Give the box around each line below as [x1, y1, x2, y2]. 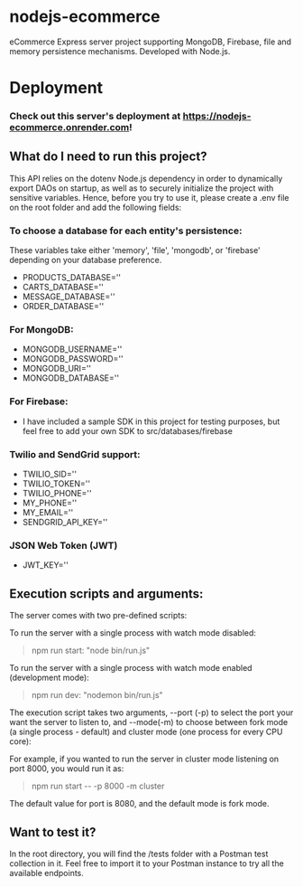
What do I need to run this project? [9, 149, 207, 165]
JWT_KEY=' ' [22, 560, 69, 571]
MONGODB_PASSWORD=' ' [22, 354, 124, 364]
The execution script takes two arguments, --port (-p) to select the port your [9, 707, 294, 718]
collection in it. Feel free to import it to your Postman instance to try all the [9, 857, 284, 869]
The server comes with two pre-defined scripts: [9, 610, 188, 621]
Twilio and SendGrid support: [9, 448, 141, 460]
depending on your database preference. [9, 255, 162, 266]
